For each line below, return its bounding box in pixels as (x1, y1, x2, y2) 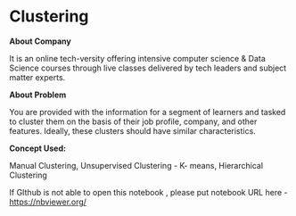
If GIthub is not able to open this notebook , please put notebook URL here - (9, 187, 288, 197)
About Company (9, 36, 71, 46)
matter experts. (9, 71, 66, 82)
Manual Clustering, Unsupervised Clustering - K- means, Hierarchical (9, 160, 264, 170)
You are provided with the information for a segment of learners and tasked (9, 106, 286, 117)
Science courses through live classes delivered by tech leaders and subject (9, 62, 287, 73)
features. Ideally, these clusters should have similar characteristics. (9, 125, 256, 136)
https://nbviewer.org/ (9, 196, 87, 207)
